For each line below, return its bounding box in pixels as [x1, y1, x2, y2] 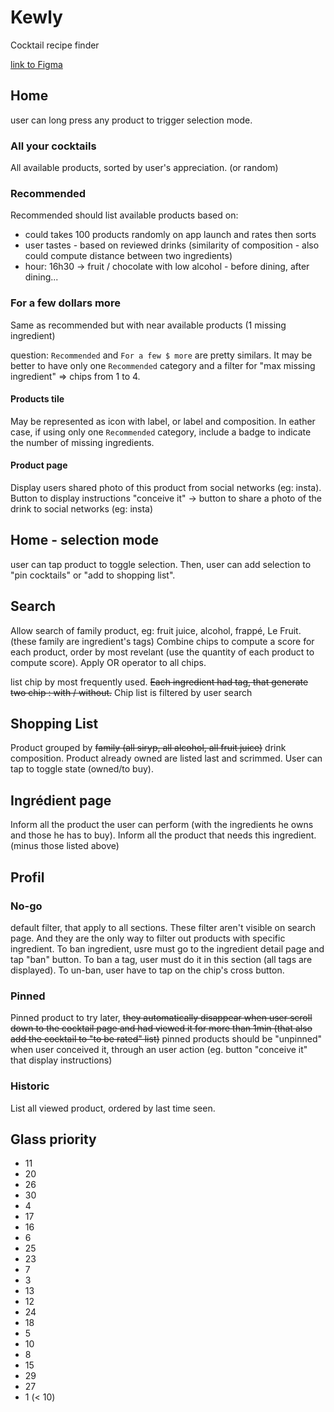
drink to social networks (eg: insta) [10, 503, 154, 515]
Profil [10, 869, 45, 886]
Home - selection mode [10, 532, 159, 549]
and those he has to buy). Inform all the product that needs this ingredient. [10, 829, 317, 841]
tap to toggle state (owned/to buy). [10, 763, 154, 775]
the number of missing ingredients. [10, 436, 155, 448]
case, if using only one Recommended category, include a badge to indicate [10, 426, 312, 438]
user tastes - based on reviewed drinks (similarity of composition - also [24, 239, 320, 251]
